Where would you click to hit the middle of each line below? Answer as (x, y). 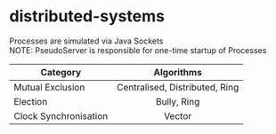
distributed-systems (87, 16)
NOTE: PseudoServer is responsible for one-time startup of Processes (138, 50)
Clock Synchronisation (61, 115)
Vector (178, 115)
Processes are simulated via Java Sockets (86, 41)
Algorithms (178, 72)
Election (31, 101)
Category (61, 72)
